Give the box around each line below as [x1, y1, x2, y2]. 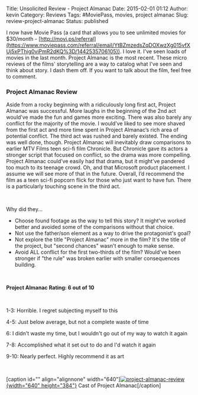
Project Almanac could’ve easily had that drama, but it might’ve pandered [6, 158, 185, 165]
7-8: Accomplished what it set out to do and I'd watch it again [6, 341, 156, 348]
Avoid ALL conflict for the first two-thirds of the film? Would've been [14, 248, 181, 256]
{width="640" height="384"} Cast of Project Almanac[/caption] [6, 382, 161, 389]
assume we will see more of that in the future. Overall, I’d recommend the [6, 170, 184, 177]
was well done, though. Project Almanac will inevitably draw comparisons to [6, 139, 191, 146]
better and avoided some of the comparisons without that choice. [14, 224, 174, 231]
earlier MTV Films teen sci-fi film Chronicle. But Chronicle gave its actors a [6, 145, 188, 153]
